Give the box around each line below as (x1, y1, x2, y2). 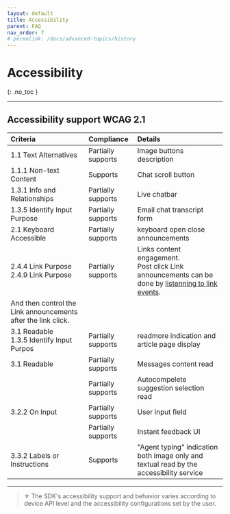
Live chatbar (137, 189, 178, 199)
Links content (137, 244, 181, 254)
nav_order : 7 (7, 29, 44, 36)
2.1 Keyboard (10, 224, 55, 234)
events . (137, 287, 161, 297)
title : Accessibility (7, 16, 69, 23)
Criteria (10, 134, 36, 144)
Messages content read (137, 359, 214, 369)
